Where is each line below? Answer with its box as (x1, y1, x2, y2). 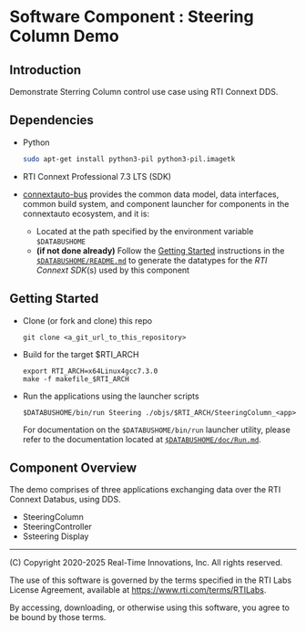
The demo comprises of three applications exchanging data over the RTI (9, 484, 281, 495)
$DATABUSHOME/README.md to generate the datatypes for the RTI (36, 254, 268, 265)
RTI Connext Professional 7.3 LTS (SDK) (22, 171, 171, 181)
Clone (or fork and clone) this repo (22, 315, 153, 326)
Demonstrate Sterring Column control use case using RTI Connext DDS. (9, 87, 279, 97)
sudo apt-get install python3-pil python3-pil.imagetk (22, 154, 236, 163)
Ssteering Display (22, 531, 89, 542)
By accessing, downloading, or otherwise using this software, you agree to (9, 602, 290, 613)
